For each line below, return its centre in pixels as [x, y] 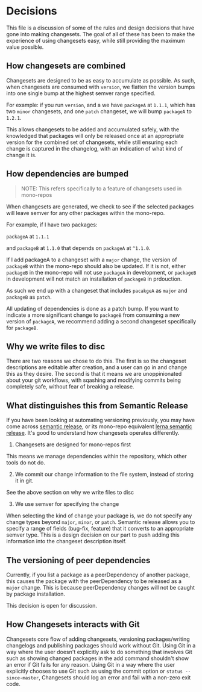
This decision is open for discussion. [52, 606]
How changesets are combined [66, 66]
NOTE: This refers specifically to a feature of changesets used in [101, 189]
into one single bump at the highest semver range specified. [81, 93]
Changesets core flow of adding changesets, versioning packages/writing [98, 639]
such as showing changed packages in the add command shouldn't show [97, 658]
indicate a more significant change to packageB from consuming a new [93, 315]
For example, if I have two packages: [52, 225]
